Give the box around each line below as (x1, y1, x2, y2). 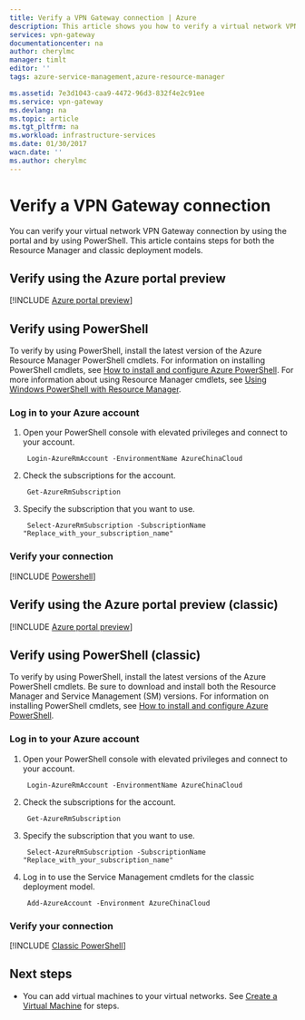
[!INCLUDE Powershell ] (9, 571, 96, 582)
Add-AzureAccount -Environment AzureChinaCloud (26, 898, 211, 907)
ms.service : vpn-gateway (9, 97, 103, 106)
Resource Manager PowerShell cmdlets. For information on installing (9, 355, 266, 366)
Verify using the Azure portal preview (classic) (9, 597, 279, 613)
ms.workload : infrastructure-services (9, 131, 156, 141)
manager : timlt (9, 55, 67, 64)
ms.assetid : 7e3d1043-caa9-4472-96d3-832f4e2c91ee (9, 88, 205, 98)
